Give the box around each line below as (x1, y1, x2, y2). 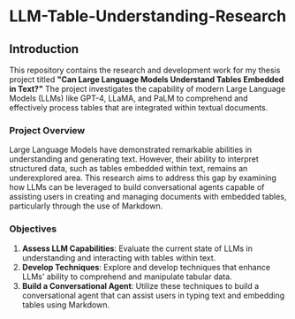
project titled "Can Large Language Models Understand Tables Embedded (9, 74, 284, 85)
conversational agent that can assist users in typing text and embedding (21, 290, 285, 300)
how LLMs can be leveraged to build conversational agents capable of (9, 182, 265, 193)
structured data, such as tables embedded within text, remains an (9, 163, 248, 174)
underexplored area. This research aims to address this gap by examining (9, 172, 276, 183)
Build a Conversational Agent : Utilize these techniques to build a (21, 280, 260, 291)
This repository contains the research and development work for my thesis (9, 65, 281, 75)
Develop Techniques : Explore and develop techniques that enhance (21, 262, 271, 272)
